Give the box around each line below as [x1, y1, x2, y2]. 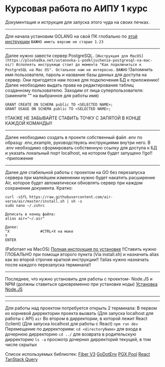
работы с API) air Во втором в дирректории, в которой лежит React [5, 315, 148, 321]
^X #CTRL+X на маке [5, 229, 74, 234]
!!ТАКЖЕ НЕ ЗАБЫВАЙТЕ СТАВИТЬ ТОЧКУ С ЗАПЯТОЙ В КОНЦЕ [5, 115, 141, 121]
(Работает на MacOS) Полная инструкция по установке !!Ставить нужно [5, 246, 157, 252]
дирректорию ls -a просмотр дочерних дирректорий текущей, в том [5, 336, 151, 342]
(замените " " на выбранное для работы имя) [5, 92, 99, 98]
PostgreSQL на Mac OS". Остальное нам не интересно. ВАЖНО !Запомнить [5, 66, 153, 72]
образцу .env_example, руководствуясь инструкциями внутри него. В [5, 140, 151, 145]
